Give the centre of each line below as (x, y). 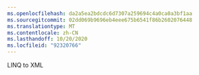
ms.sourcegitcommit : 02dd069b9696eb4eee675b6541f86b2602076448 (100, 20)
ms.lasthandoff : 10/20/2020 (48, 39)
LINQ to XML (25, 65)
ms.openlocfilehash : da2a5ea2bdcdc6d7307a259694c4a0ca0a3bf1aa (100, 13)
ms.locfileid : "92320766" (44, 45)
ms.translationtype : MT (41, 26)
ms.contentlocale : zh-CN (43, 33)
